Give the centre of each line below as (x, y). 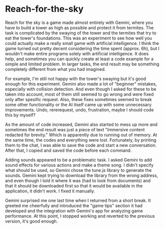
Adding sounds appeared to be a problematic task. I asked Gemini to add (79, 160)
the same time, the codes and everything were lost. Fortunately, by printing (81, 140)
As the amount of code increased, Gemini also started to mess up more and (81, 124)
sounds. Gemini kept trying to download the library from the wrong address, (82, 175)
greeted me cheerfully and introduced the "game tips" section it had (74, 206)
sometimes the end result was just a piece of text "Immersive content (75, 129)
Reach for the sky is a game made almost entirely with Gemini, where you (79, 22)
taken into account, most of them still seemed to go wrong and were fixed (80, 94)
